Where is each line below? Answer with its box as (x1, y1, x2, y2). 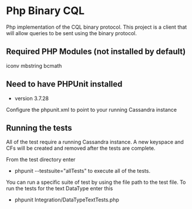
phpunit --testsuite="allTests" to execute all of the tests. (14, 167, 151, 174)
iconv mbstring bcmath (6, 62, 62, 69)
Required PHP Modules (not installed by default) (6, 47, 186, 57)
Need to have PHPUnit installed (6, 79, 123, 89)
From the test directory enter (6, 156, 76, 163)
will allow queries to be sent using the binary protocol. (6, 29, 137, 36)
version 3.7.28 (14, 95, 49, 102)
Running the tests (6, 123, 72, 133)
